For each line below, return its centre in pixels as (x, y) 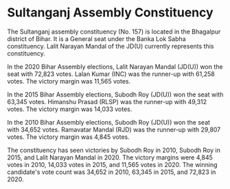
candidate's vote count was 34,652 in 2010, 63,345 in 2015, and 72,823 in (112, 172)
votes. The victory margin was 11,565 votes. (69, 81)
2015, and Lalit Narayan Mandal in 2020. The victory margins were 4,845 (110, 157)
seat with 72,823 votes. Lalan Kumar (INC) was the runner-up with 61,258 (111, 74)
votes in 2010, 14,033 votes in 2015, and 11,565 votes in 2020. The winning (112, 164)
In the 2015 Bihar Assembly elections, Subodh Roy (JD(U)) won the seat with (115, 94)
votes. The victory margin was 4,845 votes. (69, 137)
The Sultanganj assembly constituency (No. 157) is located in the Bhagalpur (114, 32)
